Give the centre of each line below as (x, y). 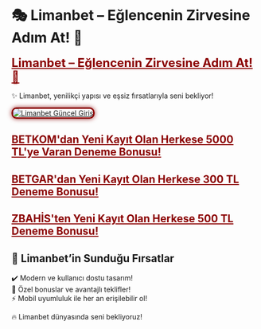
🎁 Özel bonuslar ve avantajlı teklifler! (71, 289)
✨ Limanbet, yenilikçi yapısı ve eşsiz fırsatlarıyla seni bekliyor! (113, 96)
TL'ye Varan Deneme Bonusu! (86, 152)
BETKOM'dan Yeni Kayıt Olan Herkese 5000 (123, 140)
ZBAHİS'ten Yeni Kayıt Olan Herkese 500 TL (123, 219)
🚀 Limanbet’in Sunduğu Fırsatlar (93, 258)
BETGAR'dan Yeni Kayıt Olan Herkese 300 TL (125, 179)
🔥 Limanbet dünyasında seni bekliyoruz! (77, 316)
